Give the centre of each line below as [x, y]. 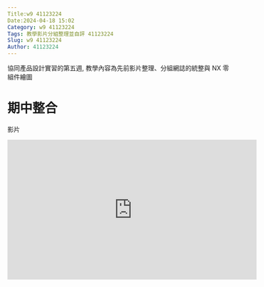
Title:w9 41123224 [35, 14]
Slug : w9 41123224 [35, 40]
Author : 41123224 [33, 47]
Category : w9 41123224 [41, 27]
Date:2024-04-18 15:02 [41, 21]
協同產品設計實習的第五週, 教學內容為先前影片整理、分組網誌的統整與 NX [115, 68]
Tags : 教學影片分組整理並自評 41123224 [60, 34]
